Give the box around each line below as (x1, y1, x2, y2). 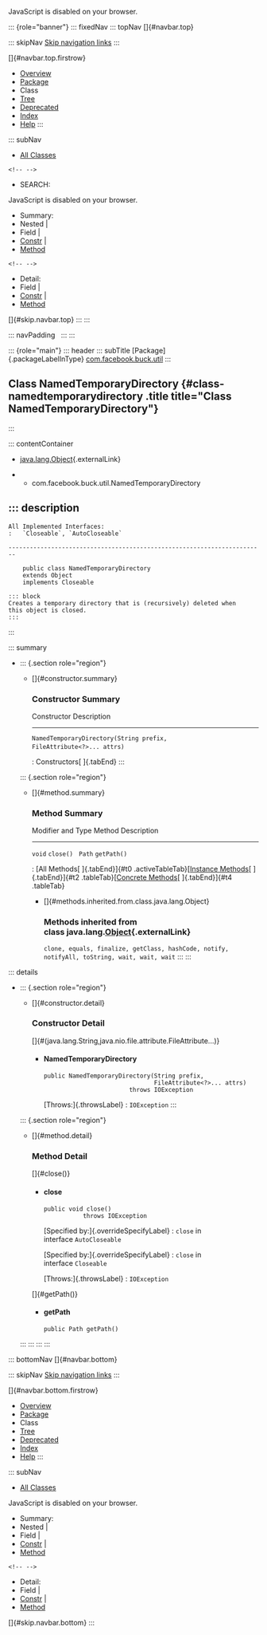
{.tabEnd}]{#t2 (31, 873, 79, 882)
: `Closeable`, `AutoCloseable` (8, 530, 123, 538)
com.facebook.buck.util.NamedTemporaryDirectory (31, 478, 201, 487)
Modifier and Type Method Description (31, 825, 159, 836)
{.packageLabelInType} (8, 354, 85, 364)
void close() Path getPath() (31, 850, 128, 858)
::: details (8, 967, 38, 976)
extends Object (22, 571, 73, 579)
